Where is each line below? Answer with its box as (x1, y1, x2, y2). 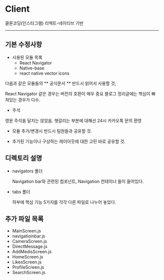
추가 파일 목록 (5, 215, 44, 223)
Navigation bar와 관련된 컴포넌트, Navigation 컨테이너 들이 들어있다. (12, 178, 144, 184)
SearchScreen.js (12, 270, 45, 276)
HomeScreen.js (12, 254, 43, 260)
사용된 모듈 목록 (12, 54, 42, 60)
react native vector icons (19, 70, 70, 76)
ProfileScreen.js (12, 264, 44, 270)
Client (5, 3, 30, 15)
